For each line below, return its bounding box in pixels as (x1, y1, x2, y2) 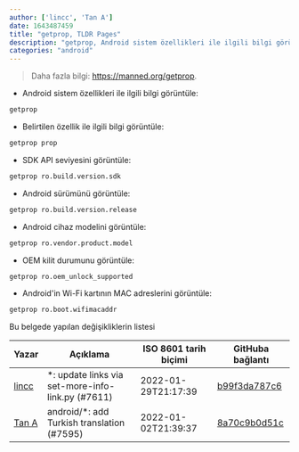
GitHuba (232, 342, 270, 355)
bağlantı (233, 354, 270, 366)
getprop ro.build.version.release (9, 205, 138, 214)
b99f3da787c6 (216, 380, 282, 392)
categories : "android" (9, 46, 93, 55)
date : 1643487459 (9, 21, 74, 30)
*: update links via (47, 369, 124, 382)
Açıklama (69, 349, 110, 361)
